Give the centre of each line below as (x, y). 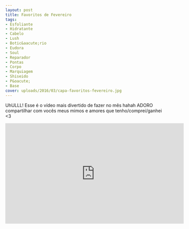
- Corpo (13, 67)
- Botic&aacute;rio (26, 43)
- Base (12, 86)
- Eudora (15, 48)
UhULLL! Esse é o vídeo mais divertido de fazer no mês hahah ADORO (79, 105)
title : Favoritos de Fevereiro (38, 15)
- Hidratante (19, 29)
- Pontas (15, 62)
